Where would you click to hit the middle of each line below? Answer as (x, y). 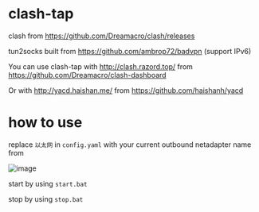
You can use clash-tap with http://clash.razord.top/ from (101, 66)
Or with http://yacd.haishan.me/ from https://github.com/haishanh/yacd (126, 90)
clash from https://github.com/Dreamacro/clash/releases (102, 36)
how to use (45, 123)
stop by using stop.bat (46, 199)
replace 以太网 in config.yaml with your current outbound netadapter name (130, 145)
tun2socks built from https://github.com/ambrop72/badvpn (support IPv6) (130, 51)
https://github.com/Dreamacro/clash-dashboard (87, 75)
